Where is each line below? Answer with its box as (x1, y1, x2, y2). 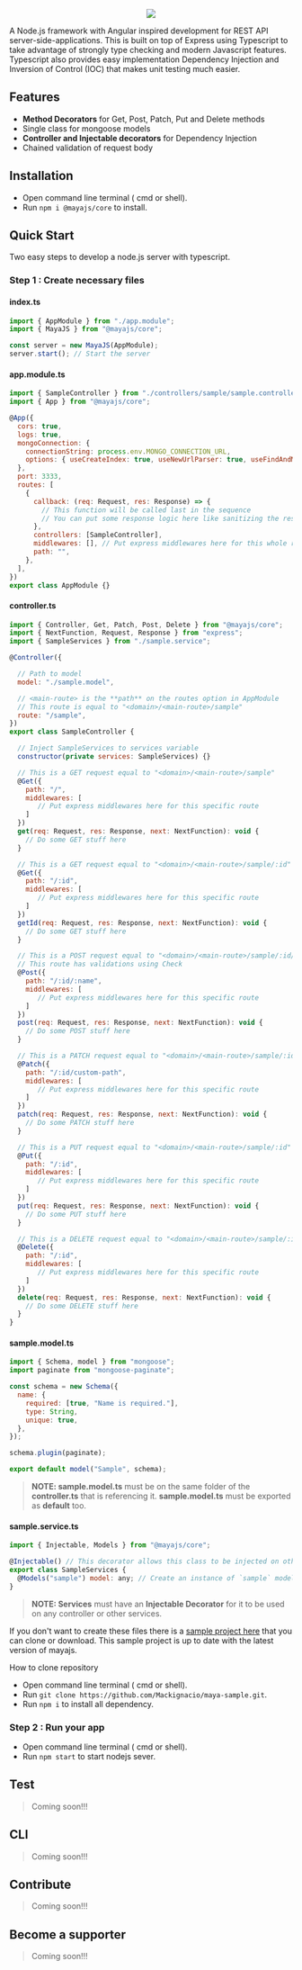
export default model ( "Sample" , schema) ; (9, 1465, 167, 1474)
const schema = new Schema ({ (9, 1382, 119, 1391)
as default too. (31, 1500, 87, 1511)
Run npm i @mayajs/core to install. (22, 202, 148, 212)
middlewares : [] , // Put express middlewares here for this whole (32, 539, 288, 548)
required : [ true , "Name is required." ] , (25, 1399, 179, 1408)
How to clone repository (9, 1661, 99, 1673)
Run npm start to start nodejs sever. (22, 1750, 155, 1761)
